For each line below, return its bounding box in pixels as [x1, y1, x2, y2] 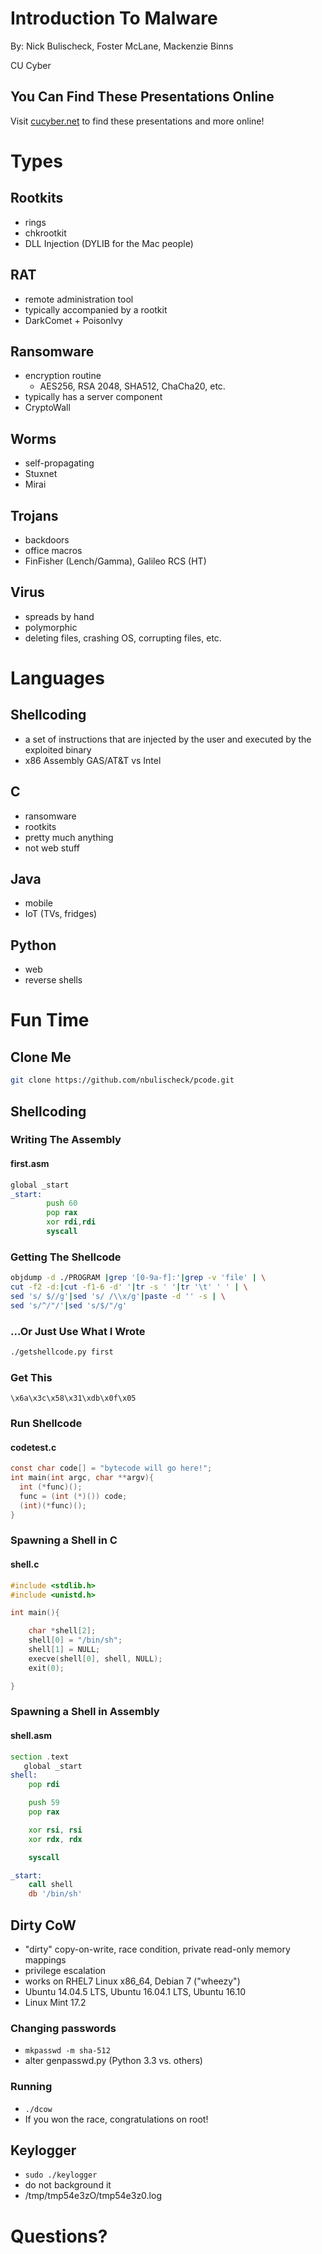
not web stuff [24, 842, 80, 854]
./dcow [24, 2104, 53, 2114]
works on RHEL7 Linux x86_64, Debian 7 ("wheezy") [24, 1975, 241, 1987]
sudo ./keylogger [24, 2170, 98, 2181]
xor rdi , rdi [46, 1217, 97, 1227]
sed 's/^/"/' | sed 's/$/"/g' [10, 1300, 128, 1311]
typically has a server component [24, 391, 163, 403]
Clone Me [10, 1048, 72, 1066]
